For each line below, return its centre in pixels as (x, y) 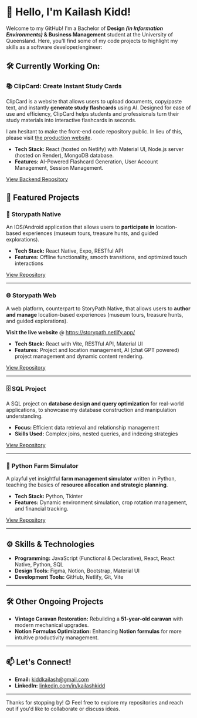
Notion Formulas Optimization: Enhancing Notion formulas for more (98, 631)
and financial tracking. (41, 509)
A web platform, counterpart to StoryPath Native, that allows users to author (98, 308)
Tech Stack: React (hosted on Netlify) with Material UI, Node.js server (99, 149)
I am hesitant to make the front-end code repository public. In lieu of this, (94, 131)
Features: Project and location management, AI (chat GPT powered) (97, 350)
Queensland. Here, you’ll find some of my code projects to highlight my (92, 41)
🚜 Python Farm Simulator (42, 465)
